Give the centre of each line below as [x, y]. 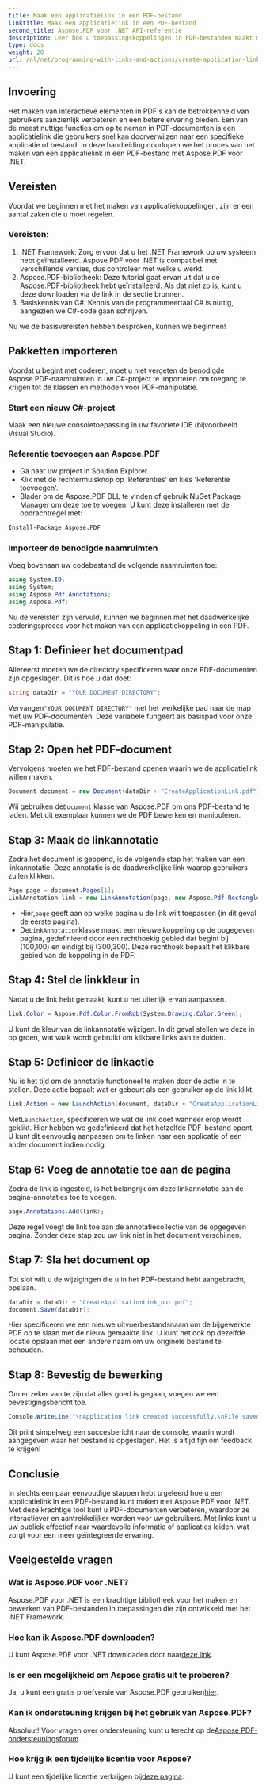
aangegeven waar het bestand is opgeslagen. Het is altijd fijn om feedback [130, 1441]
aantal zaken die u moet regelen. [61, 214]
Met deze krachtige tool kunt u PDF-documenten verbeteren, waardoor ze [129, 1509]
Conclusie [34, 1474]
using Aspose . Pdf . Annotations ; [60, 595]
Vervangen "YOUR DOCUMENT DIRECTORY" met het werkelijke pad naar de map [130, 707]
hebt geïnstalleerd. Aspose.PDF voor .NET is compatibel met [118, 260]
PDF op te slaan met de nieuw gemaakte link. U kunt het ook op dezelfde [127, 1333]
